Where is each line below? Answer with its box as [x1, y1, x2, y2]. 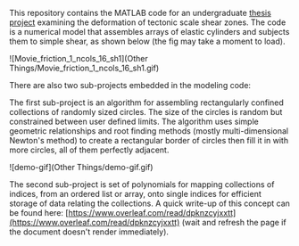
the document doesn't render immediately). [9, 226, 170, 237]
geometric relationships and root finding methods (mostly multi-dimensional [9, 126, 289, 136]
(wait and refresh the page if [181, 217, 287, 227]
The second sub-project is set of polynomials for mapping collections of [9, 179, 275, 190]
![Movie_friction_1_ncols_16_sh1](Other [9, 53, 149, 63]
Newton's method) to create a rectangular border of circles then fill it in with [9, 135, 288, 145]
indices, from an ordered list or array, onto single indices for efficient [9, 189, 262, 199]
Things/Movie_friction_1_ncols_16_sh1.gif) [9, 62, 160, 73]
